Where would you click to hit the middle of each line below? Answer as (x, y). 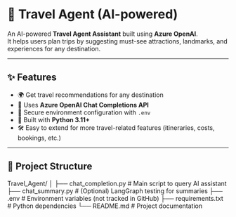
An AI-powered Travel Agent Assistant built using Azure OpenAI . (103, 34)
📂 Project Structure (50, 167)
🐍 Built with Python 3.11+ (53, 119)
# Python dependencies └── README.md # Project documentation (105, 206)
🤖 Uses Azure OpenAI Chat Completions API (83, 105)
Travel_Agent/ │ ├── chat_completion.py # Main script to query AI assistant (117, 183)
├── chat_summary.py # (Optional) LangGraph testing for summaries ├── (115, 191)
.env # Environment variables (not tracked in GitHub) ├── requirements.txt (115, 198)
